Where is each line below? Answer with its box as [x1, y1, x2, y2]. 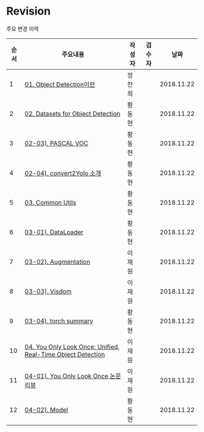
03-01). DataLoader [24, 228, 84, 236]
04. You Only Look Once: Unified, [24, 342, 120, 351]
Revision [6, 4, 51, 18]
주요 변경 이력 [6, 25, 39, 32]
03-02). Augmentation [24, 257, 90, 266]
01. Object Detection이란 [24, 80, 95, 89]
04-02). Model [24, 405, 69, 414]
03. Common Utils [24, 198, 76, 207]
